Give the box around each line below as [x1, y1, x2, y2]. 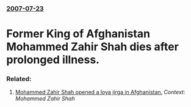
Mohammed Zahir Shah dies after [6, 40, 179, 54]
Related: [6, 75, 32, 83]
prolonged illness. [6, 53, 99, 67]
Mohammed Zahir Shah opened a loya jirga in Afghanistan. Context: [15, 89, 186, 96]
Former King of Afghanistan [6, 27, 151, 41]
